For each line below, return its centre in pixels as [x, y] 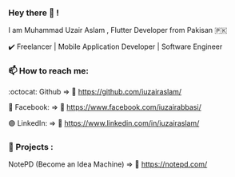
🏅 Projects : [31, 147]
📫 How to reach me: [49, 71]
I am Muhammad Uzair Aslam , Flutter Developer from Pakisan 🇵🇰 [118, 30]
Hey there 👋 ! [34, 13]
